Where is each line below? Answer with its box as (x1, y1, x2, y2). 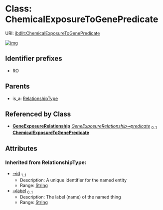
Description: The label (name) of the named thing (19, 194, 121, 200)
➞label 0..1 (12, 187, 33, 195)
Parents (5, 82, 30, 90)
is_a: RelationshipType (12, 95, 58, 101)
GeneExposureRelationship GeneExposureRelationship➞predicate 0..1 (12, 123, 157, 130)
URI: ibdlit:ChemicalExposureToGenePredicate (5, 30, 100, 36)
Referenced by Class (5, 109, 71, 118)
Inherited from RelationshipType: (5, 159, 87, 166)
